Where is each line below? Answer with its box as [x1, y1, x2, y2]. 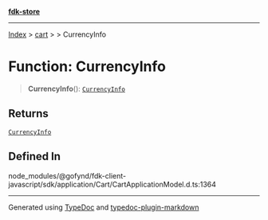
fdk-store [8, 7, 41, 16]
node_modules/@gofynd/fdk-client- [8, 171, 126, 180]
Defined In [8, 150, 61, 163]
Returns [8, 107, 49, 120]
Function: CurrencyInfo [8, 57, 166, 76]
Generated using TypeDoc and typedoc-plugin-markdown [8, 202, 199, 212]
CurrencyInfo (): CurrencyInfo [27, 84, 126, 93]
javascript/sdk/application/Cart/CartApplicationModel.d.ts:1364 [8, 179, 217, 189]
